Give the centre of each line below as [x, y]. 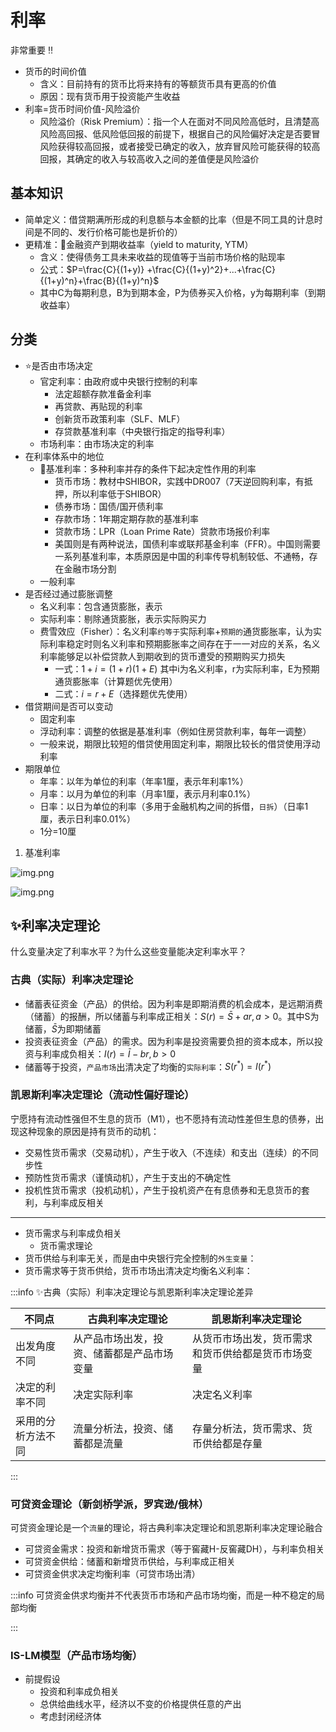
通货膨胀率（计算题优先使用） [116, 681]
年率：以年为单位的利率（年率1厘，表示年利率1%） [144, 781]
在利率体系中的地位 [64, 456]
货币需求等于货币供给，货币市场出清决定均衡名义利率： [138, 1270]
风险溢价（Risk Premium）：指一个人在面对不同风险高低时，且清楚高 [179, 121]
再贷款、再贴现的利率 [98, 406]
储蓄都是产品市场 [133, 1353]
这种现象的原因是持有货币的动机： [89, 1131]
